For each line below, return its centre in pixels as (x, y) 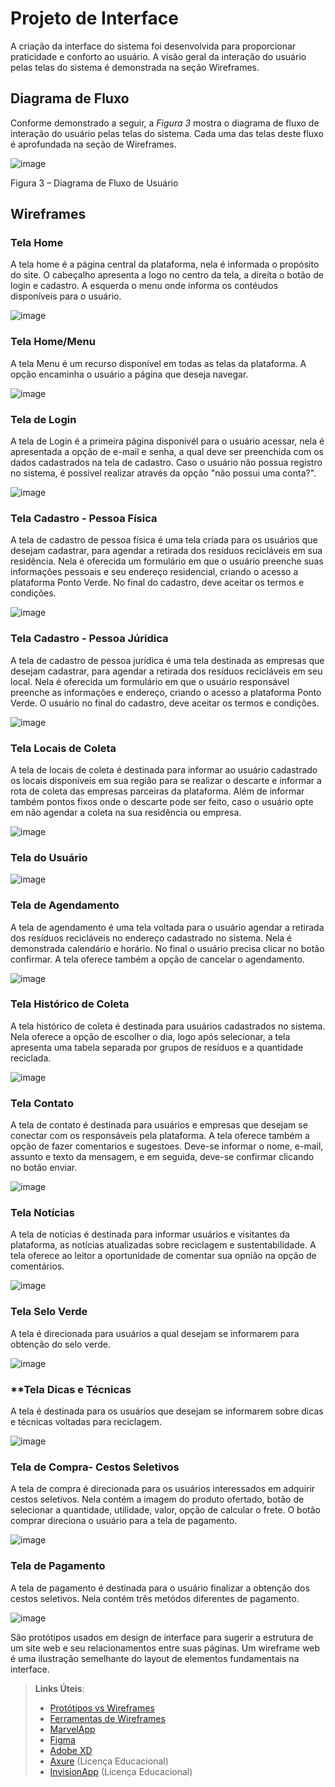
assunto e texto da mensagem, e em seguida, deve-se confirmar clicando (162, 1157)
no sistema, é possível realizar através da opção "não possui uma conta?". (163, 473)
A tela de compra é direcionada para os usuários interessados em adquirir (163, 1489)
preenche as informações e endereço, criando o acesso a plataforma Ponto (166, 692)
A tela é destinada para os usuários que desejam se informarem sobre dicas (167, 1411)
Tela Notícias (42, 1213)
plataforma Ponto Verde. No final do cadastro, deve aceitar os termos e (157, 583)
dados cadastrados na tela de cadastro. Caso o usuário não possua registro (166, 463)
